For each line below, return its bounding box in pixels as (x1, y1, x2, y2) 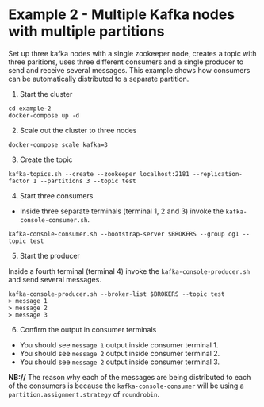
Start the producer (19, 251, 81, 260)
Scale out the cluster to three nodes (19, 125, 137, 135)
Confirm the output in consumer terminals (19, 324, 157, 334)
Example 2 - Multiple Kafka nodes (8, 6, 235, 24)
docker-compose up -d (8, 111, 80, 120)
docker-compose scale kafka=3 (8, 140, 109, 148)
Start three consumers (19, 190, 94, 200)
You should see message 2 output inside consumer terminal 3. (19, 357, 220, 367)
